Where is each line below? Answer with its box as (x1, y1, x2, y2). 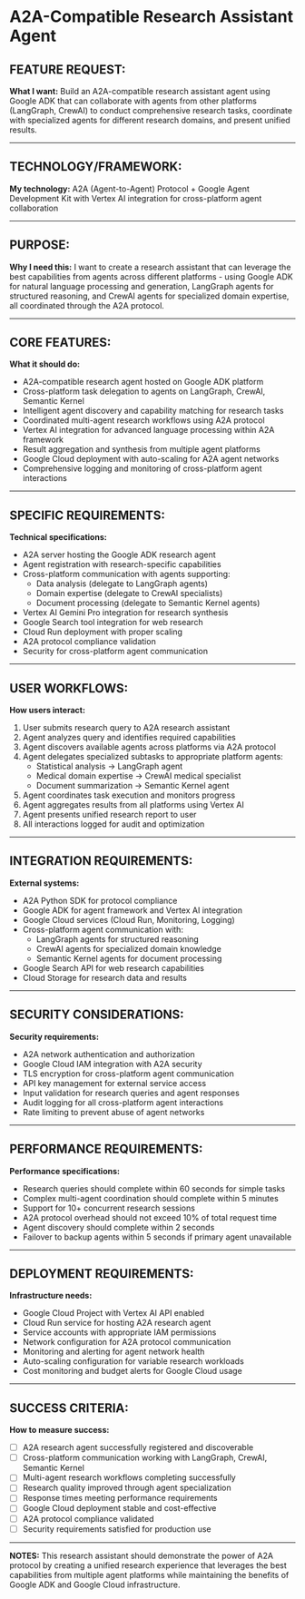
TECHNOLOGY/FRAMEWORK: (9, 159, 182, 174)
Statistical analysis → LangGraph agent (35, 760, 183, 772)
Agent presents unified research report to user (22, 809, 197, 820)
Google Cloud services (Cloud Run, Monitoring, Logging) (22, 914, 236, 925)
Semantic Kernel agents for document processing (35, 953, 222, 964)
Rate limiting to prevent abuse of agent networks (22, 1106, 205, 1117)
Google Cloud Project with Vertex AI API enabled (22, 1308, 205, 1319)
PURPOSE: (9, 238, 71, 253)
